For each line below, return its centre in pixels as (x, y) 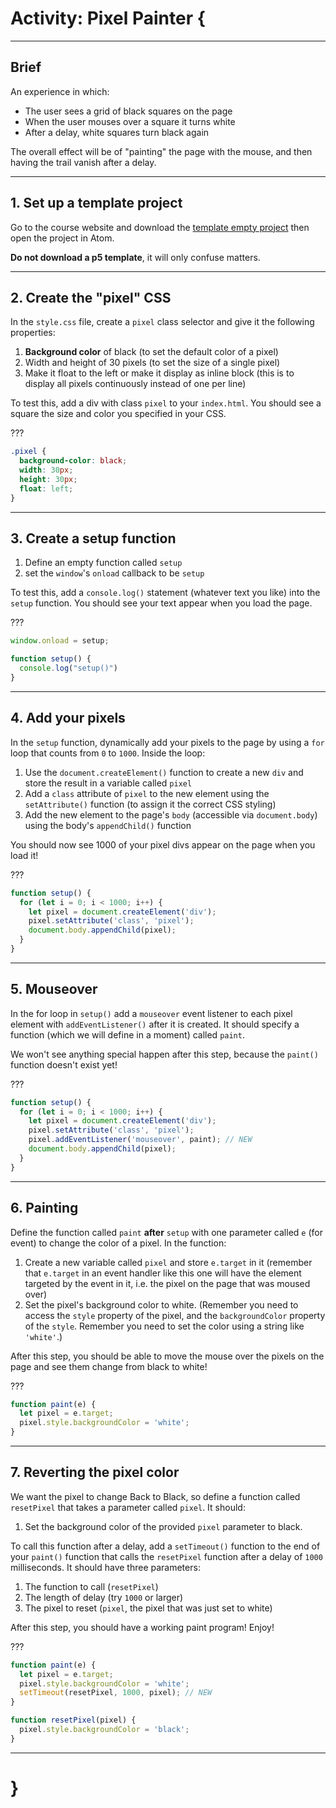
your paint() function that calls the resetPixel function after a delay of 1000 (166, 1556)
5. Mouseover (54, 989)
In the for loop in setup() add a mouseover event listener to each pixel (151, 1013)
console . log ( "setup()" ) (68, 668)
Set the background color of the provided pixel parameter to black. (163, 1526)
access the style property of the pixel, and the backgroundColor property (175, 1315)
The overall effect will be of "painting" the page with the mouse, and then (161, 151)
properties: (33, 333)
